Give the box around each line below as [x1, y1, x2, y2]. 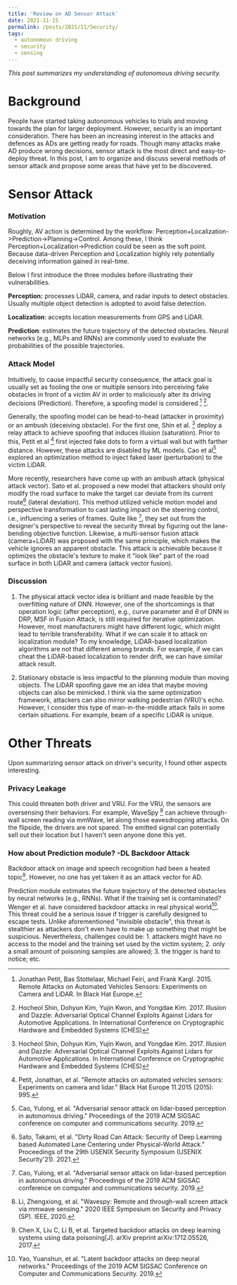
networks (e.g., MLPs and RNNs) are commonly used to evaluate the [8, 334, 207, 343]
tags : [8, 30, 24, 37]
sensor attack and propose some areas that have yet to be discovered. [8, 161, 213, 170]
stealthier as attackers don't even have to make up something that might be [8, 925, 227, 933]
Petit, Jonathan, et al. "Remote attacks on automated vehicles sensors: [18, 1075, 224, 1084]
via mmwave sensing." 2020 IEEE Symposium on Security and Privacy [18, 1205, 222, 1213]
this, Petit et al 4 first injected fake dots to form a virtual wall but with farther [8, 435, 228, 445]
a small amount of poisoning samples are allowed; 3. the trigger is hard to [8, 947, 221, 956]
